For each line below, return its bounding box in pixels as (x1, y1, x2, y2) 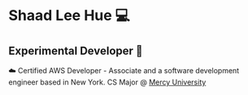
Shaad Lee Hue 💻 (8, 6, 130, 25)
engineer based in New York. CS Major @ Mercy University (8, 77, 207, 87)
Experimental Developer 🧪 (8, 43, 144, 57)
